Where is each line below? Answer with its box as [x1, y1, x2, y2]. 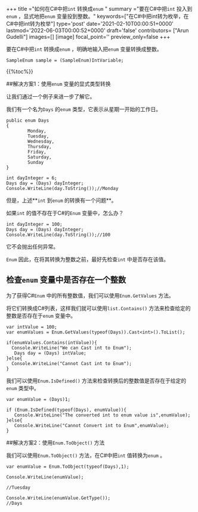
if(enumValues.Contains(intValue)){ [6, 339, 97, 345]
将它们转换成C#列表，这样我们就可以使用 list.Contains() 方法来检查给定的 [6, 304, 191, 312]
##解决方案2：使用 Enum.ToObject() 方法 [6, 439, 105, 446]
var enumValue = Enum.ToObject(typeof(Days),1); [6, 464, 129, 470]
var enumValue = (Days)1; [6, 396, 70, 402]
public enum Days [6, 118, 49, 124]
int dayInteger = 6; [6, 175, 58, 181]
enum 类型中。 [6, 384, 40, 391]
